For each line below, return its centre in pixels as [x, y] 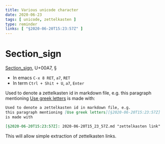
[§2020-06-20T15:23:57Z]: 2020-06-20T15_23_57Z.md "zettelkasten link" [83, 126]
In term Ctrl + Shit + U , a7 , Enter [48, 83]
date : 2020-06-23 [24, 15]
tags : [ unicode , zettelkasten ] [41, 19]
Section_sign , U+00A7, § [31, 68]
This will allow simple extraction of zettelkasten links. [61, 136]
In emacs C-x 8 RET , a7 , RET [41, 78]
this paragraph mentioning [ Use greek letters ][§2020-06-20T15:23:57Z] [83, 112]
